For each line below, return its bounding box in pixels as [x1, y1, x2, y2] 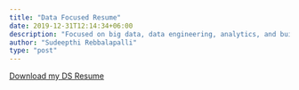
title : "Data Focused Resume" [9, 12, 122, 22]
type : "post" [9, 46, 58, 55]
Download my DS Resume [9, 70, 105, 81]
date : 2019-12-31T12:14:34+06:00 [9, 21, 133, 30]
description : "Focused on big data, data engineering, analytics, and [9, 29, 277, 38]
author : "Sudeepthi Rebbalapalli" [9, 37, 138, 47]
